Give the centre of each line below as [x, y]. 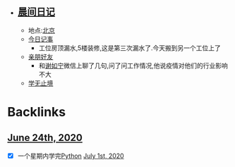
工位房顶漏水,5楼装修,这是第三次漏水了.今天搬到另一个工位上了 [129, 48]
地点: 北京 [41, 30]
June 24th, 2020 [45, 138]
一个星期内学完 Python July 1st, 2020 [71, 156]
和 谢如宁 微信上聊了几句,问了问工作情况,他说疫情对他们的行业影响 [133, 66]
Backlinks [37, 112]
